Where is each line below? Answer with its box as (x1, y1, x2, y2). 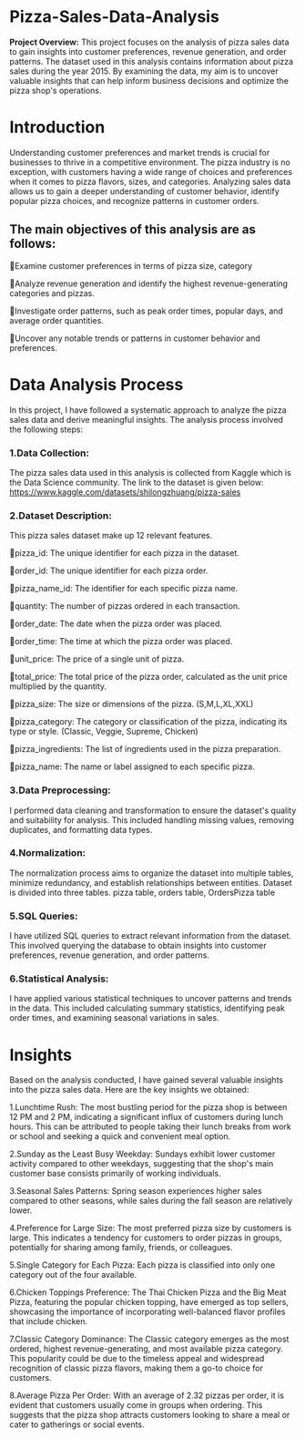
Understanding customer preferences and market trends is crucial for (9, 147, 270, 158)
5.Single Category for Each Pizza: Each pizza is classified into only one (9, 1259, 276, 1270)
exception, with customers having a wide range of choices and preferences (9, 166, 293, 177)
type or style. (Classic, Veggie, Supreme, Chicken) (9, 726, 198, 737)
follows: (9, 236, 56, 252)
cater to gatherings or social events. (9, 1419, 145, 1430)
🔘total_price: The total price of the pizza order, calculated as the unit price (9, 672, 289, 683)
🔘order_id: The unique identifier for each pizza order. (9, 565, 208, 576)
